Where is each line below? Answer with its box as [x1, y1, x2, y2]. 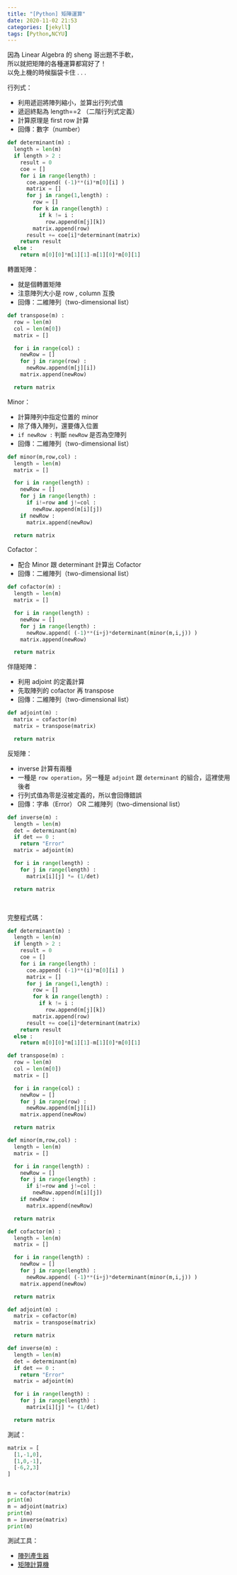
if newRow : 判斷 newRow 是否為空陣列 [17, 430, 127, 438]
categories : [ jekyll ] [7, 23, 71, 31]
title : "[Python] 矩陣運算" [7, 10, 86, 18]
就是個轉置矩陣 [17, 280, 62, 288]
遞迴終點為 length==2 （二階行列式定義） [17, 107, 139, 116]
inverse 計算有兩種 [17, 764, 72, 773]
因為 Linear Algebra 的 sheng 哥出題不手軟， [7, 50, 137, 59]
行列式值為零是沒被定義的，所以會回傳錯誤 [17, 790, 142, 799]
